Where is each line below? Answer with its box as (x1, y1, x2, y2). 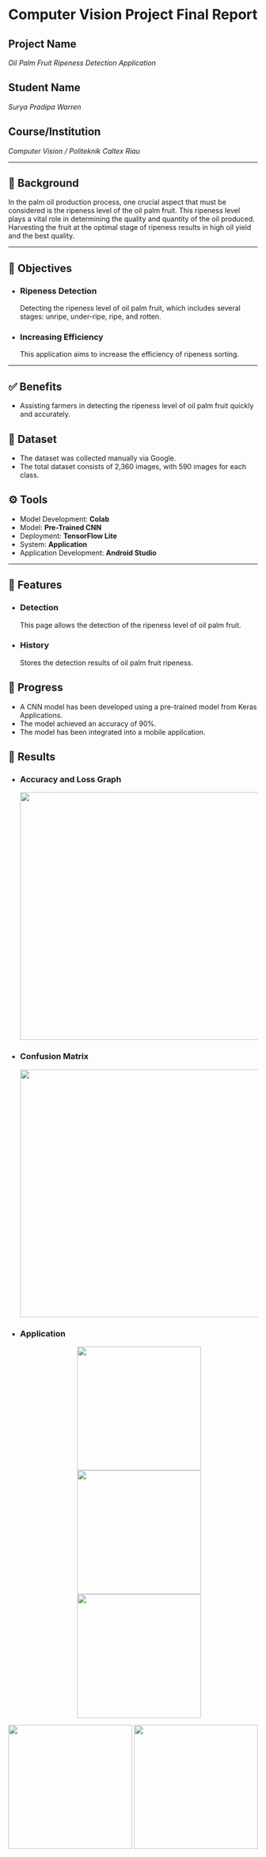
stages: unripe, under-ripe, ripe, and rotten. (19, 311, 161, 322)
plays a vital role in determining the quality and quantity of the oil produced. (8, 214, 255, 224)
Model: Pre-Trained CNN (19, 522, 102, 532)
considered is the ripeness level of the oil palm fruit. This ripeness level (8, 206, 241, 216)
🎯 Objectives (8, 262, 73, 275)
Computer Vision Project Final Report (8, 6, 258, 24)
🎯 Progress (8, 681, 63, 694)
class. (19, 470, 40, 480)
